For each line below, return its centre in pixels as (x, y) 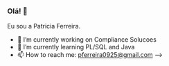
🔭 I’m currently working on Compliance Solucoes (87, 40)
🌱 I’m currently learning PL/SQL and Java (76, 47)
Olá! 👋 (17, 11)
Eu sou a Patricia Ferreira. (44, 26)
